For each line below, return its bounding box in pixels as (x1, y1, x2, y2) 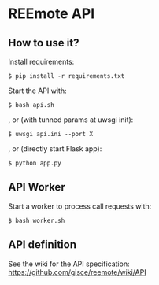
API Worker (8, 180, 65, 194)
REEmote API (8, 5, 95, 23)
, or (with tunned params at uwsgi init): (8, 115, 134, 124)
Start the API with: (8, 86, 67, 95)
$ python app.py (8, 159, 61, 167)
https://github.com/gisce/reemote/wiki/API (8, 267, 147, 276)
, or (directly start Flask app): (8, 144, 102, 154)
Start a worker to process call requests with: (8, 202, 152, 211)
